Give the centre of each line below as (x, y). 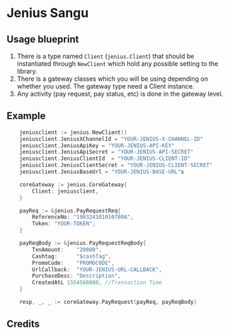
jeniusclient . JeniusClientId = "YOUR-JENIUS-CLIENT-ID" (105, 159)
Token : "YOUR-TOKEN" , (64, 224)
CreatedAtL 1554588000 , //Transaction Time (97, 283)
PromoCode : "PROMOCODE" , (73, 263)
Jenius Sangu (48, 13)
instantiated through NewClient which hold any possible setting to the (117, 64)
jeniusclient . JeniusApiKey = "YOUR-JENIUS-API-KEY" (97, 146)
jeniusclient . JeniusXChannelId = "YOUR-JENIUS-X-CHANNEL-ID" (111, 139)
